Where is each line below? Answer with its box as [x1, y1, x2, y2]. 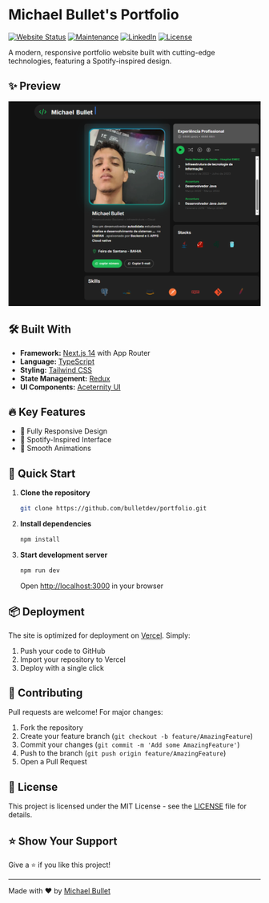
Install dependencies [19, 519, 92, 529]
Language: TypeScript [19, 357, 94, 366]
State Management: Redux [19, 373, 110, 383]
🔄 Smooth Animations [19, 443, 92, 454]
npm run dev [19, 566, 60, 574]
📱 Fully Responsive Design [19, 426, 108, 436]
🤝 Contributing [8, 687, 83, 700]
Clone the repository [19, 488, 90, 498]
